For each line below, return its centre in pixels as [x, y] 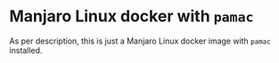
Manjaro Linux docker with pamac [131, 16]
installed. [26, 50]
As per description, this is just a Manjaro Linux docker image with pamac [140, 41]
